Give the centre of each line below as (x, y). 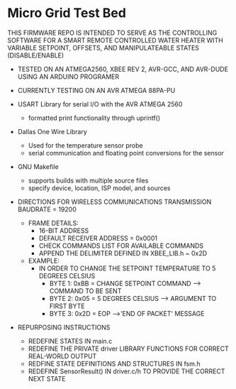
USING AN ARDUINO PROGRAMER (68, 77)
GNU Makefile (38, 166)
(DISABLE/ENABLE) (36, 55)
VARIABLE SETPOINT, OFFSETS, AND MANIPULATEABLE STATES (103, 48)
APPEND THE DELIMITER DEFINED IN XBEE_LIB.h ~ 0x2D (123, 253)
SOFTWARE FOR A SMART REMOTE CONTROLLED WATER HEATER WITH (115, 40)
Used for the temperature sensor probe (85, 145)
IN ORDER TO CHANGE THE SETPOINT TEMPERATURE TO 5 (127, 268)
